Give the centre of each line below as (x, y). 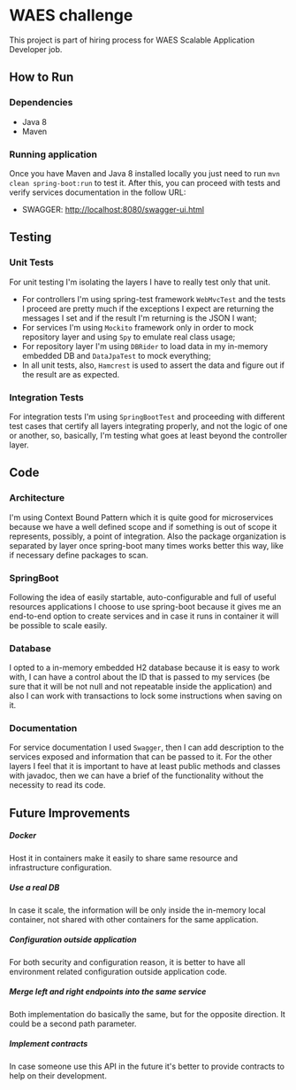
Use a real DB (34, 888)
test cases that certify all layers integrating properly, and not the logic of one (148, 425)
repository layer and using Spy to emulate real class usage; (129, 337)
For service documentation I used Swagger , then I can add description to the (147, 747)
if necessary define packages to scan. (79, 555)
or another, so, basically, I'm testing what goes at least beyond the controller (148, 435)
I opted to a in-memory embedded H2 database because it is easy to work (144, 668)
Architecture (37, 498)
